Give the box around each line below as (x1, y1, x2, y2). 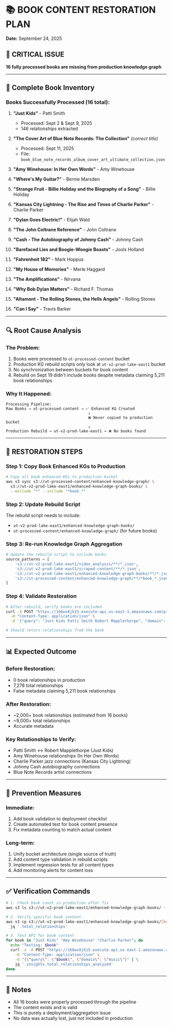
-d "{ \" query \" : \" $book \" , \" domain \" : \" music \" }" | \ (15, 957, 139, 962)
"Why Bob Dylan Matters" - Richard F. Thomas (13, 286, 114, 292)
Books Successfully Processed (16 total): (6, 99, 110, 106)
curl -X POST (6, 609, 34, 614)
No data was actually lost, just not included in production (13, 1015, 133, 1021)
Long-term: (6, 839, 35, 846)
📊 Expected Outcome (6, 648, 77, 656)
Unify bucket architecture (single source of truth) (13, 851, 116, 857)
